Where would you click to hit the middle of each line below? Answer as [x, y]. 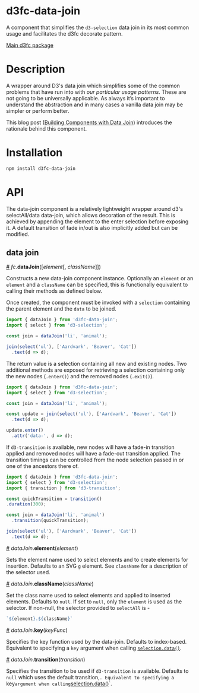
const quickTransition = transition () [54, 499]
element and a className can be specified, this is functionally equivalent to [97, 285]
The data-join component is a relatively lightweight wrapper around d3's [94, 208]
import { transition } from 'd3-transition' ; [63, 488]
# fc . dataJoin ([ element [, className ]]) [53, 267]
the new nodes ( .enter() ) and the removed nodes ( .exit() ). [80, 376]
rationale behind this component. [47, 128]
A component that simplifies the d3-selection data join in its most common [98, 27]
